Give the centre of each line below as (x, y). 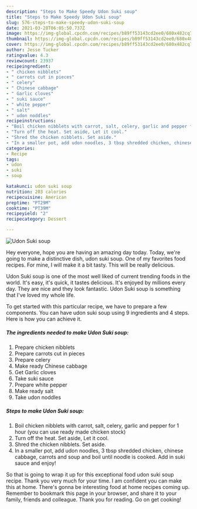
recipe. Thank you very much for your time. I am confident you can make (94, 481)
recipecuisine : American (36, 197)
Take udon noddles (38, 397)
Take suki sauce (34, 378)
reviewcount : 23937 (30, 61)
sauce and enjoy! (35, 463)
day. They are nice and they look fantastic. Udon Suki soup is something (93, 289)
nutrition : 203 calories (36, 192)
